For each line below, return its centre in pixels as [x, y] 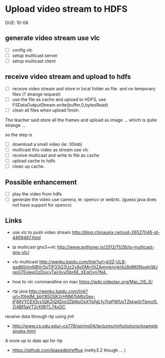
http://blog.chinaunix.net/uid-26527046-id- [116, 232]
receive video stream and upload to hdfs [68, 77]
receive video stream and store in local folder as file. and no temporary [84, 88]
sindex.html [24, 331]
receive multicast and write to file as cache [56, 155]
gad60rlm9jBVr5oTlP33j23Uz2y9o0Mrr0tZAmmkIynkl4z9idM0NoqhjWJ [85, 267]
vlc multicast [25, 262]
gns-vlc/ [21, 252]
